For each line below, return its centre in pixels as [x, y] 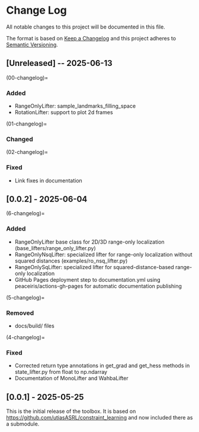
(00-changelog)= [27, 77]
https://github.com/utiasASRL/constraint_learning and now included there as [99, 418]
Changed [20, 139]
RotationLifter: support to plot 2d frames [64, 112]
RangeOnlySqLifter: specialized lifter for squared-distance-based [94, 267]
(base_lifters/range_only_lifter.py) [55, 248]
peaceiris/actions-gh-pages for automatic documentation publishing [98, 286]
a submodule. [23, 424]
